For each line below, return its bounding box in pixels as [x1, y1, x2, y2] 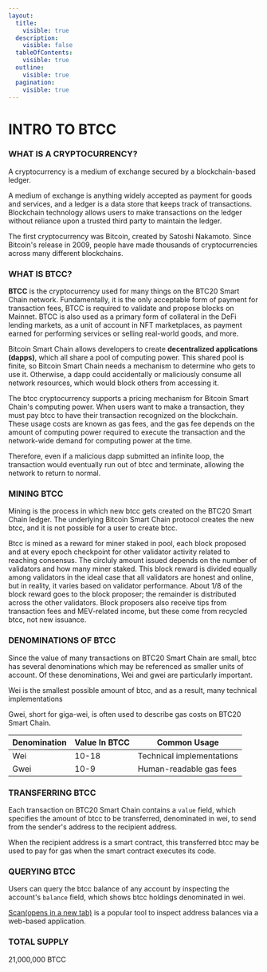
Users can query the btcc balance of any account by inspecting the [8, 884, 230, 894]
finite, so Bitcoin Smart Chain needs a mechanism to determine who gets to [8, 361, 256, 371]
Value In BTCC [74, 737, 130, 748]
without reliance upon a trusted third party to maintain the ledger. [8, 216, 222, 226]
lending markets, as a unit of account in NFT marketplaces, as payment [8, 321, 242, 330]
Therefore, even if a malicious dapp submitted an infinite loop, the [8, 451, 225, 461]
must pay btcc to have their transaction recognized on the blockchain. [8, 411, 238, 420]
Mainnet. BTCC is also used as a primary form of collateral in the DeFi [8, 312, 237, 321]
